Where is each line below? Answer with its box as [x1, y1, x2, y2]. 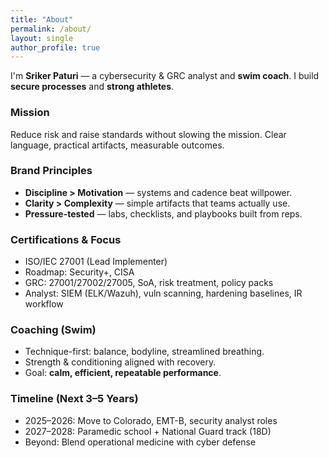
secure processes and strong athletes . [10, 81, 175, 93]
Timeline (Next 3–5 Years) [10, 392, 139, 406]
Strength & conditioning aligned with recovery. [24, 356, 217, 368]
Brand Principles [10, 164, 93, 178]
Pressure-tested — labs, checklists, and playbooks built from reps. [24, 207, 303, 220]
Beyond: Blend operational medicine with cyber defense [24, 436, 257, 448]
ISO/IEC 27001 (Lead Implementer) [24, 256, 168, 268]
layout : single [10, 33, 74, 43]
